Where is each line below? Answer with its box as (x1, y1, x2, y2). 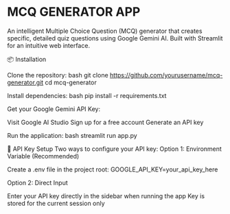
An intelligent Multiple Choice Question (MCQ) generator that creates (7, 27, 203, 35)
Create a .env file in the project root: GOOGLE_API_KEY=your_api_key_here (7, 165, 218, 174)
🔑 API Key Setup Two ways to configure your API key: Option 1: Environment (7, 145, 222, 153)
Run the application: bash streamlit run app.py (7, 131, 137, 139)
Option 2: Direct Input (7, 178, 69, 187)
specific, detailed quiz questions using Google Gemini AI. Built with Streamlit (7, 34, 223, 42)
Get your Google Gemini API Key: (7, 104, 101, 113)
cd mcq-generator (45, 78, 97, 86)
